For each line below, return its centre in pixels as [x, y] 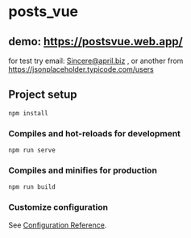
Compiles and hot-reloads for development [95, 133]
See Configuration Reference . [58, 225]
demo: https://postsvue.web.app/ [95, 42]
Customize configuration [58, 207]
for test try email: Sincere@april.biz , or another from [96, 61]
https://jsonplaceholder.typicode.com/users [81, 69]
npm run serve [32, 150]
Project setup [43, 95]
